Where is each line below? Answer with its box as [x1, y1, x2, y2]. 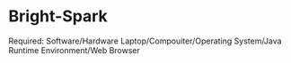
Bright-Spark [8, 6, 109, 27]
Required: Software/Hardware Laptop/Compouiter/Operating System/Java [8, 35, 282, 46]
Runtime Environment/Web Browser [8, 44, 141, 55]
